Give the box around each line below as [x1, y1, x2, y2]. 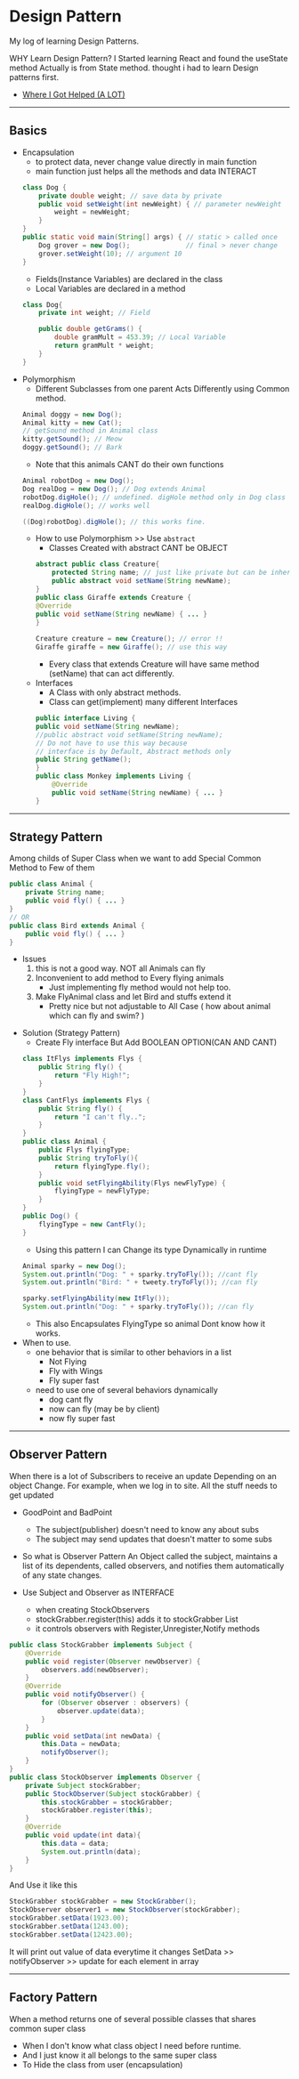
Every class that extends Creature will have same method [48, 659, 260, 669]
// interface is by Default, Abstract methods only [35, 747, 231, 756]
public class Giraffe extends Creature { [35, 593, 191, 602]
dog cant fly [48, 1395, 93, 1405]
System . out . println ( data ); [41, 1847, 141, 1857]
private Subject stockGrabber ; [25, 1781, 141, 1790]
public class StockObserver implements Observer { [9, 1773, 201, 1782]
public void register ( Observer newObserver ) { [25, 1657, 201, 1666]
